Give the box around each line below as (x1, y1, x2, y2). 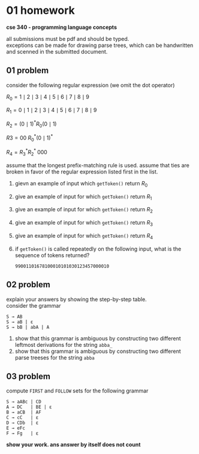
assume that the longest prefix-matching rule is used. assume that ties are (6, 161, 190, 169)
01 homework (6, 4, 75, 17)
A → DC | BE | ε (6, 404, 52, 410)
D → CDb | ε (6, 420, 39, 426)
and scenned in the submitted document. (6, 48, 108, 55)
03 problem (6, 371, 51, 381)
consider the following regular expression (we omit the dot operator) (6, 81, 175, 89)
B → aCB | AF (6, 409, 42, 415)
